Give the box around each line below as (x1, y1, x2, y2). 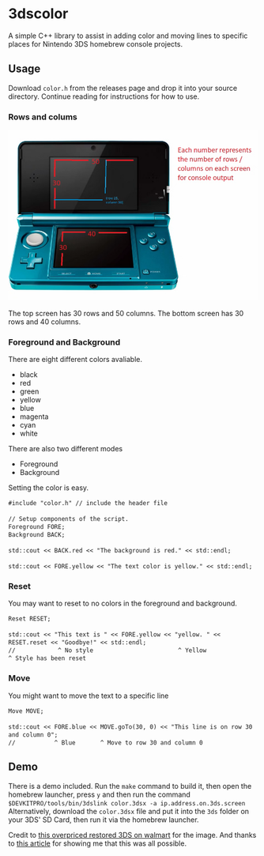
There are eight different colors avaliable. (8, 355, 142, 364)
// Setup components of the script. (8, 515, 129, 523)
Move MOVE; (8, 707, 44, 715)
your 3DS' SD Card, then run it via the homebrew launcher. (8, 815, 199, 824)
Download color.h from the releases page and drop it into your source (8, 83, 238, 92)
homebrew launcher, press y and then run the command (8, 790, 191, 799)
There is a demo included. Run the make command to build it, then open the (8, 781, 252, 790)
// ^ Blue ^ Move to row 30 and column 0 (8, 738, 203, 747)
